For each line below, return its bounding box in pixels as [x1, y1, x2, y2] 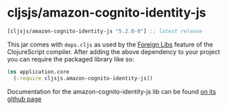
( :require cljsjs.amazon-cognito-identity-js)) [13, 75, 154, 82]
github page [7, 95, 42, 103]
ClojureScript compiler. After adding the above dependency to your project [7, 47, 220, 56]
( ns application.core [7, 68, 70, 75]
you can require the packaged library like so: [7, 55, 135, 63]
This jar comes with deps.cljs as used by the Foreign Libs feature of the [7, 40, 213, 48]
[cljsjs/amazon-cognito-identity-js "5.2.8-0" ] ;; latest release [7, 28, 203, 35]
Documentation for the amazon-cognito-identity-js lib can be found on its [7, 87, 217, 95]
